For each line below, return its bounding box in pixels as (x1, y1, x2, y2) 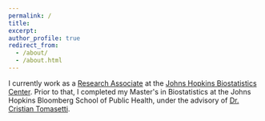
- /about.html (15, 57, 62, 65)
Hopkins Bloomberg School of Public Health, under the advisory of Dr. (8, 95, 239, 105)
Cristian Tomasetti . (8, 103, 70, 113)
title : (8, 19, 30, 27)
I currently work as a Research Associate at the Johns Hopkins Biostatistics (8, 78, 258, 88)
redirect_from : (8, 42, 59, 50)
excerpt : (8, 26, 38, 34)
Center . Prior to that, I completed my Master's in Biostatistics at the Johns (8, 87, 251, 96)
